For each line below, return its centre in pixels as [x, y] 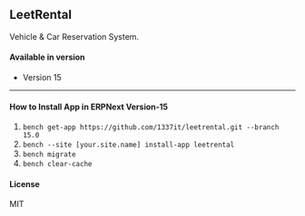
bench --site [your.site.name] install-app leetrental [128, 145]
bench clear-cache [57, 164]
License [25, 183]
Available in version [47, 57]
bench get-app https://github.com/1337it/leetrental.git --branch [151, 127]
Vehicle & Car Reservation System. [74, 36]
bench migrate [49, 155]
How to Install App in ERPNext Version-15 [89, 107]
